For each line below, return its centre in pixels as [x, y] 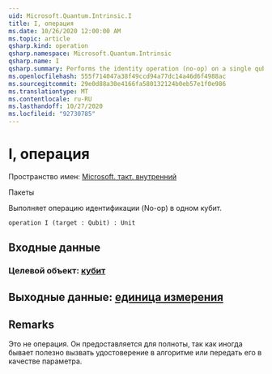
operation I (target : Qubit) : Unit [72, 223]
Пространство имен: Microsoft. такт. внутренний [92, 176]
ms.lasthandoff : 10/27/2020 [56, 106]
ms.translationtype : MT [49, 91]
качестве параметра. [45, 361]
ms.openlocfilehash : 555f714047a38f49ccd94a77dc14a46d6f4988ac [117, 76]
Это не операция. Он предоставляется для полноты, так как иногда [125, 344]
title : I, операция [41, 24]
